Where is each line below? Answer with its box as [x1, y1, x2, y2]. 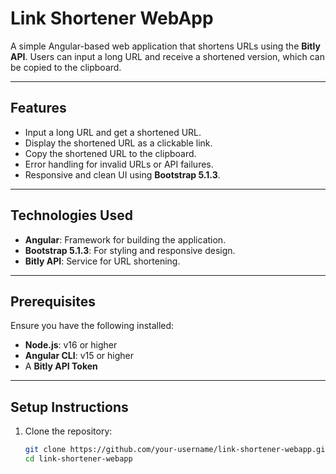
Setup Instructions [10, 398, 129, 416]
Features [10, 100, 67, 117]
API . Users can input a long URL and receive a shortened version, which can [10, 50, 325, 62]
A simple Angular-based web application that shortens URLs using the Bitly [10, 40, 321, 52]
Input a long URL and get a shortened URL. [24, 126, 202, 138]
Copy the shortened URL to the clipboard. [24, 147, 197, 159]
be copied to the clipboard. [10, 61, 122, 73]
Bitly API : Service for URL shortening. [24, 255, 181, 267]
